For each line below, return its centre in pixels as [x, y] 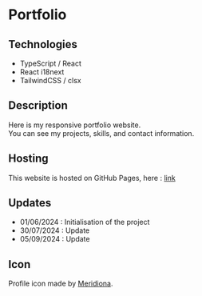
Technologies [43, 44]
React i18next [42, 72]
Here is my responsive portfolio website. [75, 125]
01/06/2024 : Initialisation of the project [85, 222]
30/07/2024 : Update [55, 230]
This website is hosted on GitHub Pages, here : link [92, 178]
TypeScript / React [50, 63]
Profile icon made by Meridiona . [61, 284]
